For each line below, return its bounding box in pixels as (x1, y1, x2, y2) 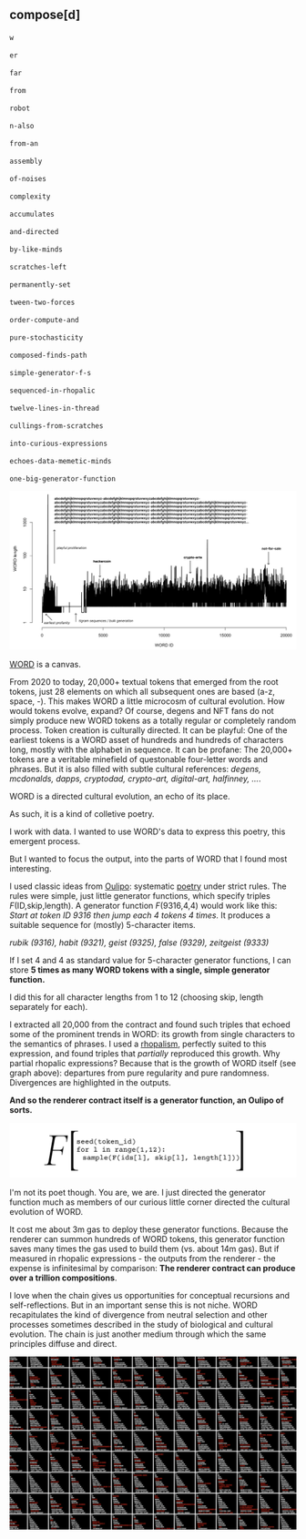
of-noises (9, 174, 47, 183)
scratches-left (9, 262, 67, 271)
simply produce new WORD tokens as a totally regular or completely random (9, 715, 297, 726)
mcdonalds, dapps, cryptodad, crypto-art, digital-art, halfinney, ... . (9, 773, 261, 784)
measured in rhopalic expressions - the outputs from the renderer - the (9, 1252, 276, 1264)
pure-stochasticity (9, 332, 84, 342)
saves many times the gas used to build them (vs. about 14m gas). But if (9, 1243, 280, 1254)
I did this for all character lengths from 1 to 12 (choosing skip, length (9, 992, 264, 1003)
